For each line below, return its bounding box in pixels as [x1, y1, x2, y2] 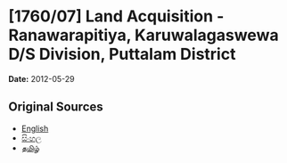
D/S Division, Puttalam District [8, 45, 236, 64]
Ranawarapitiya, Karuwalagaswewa [8, 25, 279, 45]
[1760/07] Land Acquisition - [8, 6, 225, 27]
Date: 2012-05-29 [8, 73, 75, 84]
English [20, 123, 49, 134]
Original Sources [8, 100, 103, 115]
